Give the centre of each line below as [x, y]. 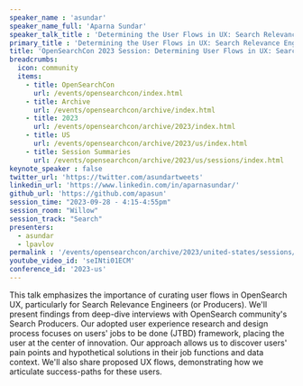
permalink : [32, 253]
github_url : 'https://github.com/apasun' [88, 194]
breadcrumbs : [34, 60]
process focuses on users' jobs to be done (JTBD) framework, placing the [147, 333]
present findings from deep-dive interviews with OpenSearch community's [148, 314]
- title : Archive [58, 101]
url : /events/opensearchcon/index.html [108, 93]
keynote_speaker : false [56, 169]
